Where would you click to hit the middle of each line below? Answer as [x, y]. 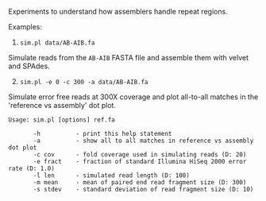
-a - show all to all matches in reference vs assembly [143, 141]
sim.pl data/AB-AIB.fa [57, 43]
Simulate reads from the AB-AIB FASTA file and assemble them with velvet [128, 58]
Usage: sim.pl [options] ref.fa [62, 120]
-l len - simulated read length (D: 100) [112, 176]
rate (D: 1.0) [32, 168]
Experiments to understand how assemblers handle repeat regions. [118, 12]
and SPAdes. [29, 66]
